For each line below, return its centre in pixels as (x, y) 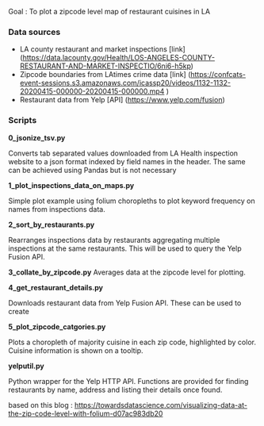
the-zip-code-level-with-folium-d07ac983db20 (86, 413)
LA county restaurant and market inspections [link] (103, 49)
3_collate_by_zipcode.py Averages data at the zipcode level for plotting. (127, 272)
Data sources (34, 32)
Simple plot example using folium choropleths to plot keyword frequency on (132, 201)
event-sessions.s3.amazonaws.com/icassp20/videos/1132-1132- (125, 83)
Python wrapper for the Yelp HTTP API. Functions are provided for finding (128, 381)
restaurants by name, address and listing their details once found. (115, 390)
